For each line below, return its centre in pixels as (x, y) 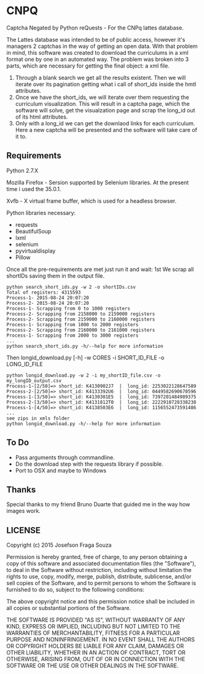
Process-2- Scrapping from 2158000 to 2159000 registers (81, 314)
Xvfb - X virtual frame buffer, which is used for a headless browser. (92, 201)
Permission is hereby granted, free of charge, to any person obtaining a (97, 557)
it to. (21, 136)
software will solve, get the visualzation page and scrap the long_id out (105, 110)
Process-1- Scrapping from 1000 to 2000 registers (73, 324)
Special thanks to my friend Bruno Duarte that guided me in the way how (98, 504)
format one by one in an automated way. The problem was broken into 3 (98, 59)
